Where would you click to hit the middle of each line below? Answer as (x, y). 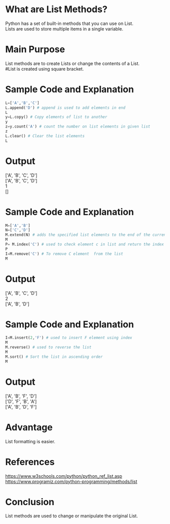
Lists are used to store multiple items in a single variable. (64, 28)
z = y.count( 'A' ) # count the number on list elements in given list (78, 127)
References (30, 462)
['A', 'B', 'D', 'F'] (21, 407)
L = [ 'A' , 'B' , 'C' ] (22, 103)
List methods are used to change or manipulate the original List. (72, 516)
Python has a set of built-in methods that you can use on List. (69, 23)
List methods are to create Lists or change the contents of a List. (73, 63)
